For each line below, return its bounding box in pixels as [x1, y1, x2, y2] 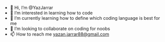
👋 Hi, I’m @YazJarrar [10, 5, 53, 10]
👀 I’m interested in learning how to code [10, 10, 93, 16]
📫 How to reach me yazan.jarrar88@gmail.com [10, 31, 109, 37]
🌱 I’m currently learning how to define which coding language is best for [10, 15, 160, 21]
